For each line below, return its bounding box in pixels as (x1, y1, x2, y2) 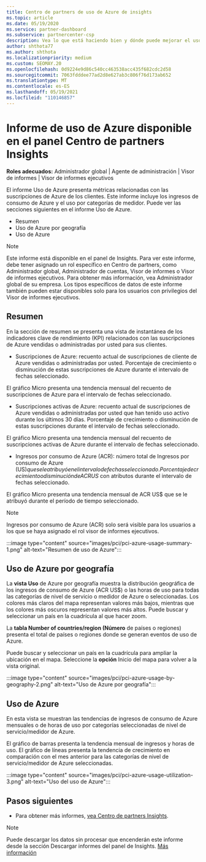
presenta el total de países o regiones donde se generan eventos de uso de (6, 631, 197, 638)
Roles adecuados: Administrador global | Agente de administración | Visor (6, 167, 195, 175)
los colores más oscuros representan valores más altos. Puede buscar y (6, 606, 189, 613)
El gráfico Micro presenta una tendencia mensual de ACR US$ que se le (6, 490, 188, 498)
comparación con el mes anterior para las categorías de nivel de (6, 753, 169, 761)
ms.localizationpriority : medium (6, 55, 92, 61)
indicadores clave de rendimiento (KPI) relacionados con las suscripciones (6, 334, 195, 342)
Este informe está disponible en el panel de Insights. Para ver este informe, (6, 254, 196, 262)
